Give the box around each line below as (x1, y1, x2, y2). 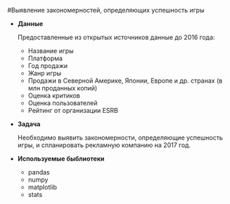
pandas (27, 168, 51, 176)
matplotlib (27, 183, 58, 191)
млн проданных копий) (27, 84, 98, 92)
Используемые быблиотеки (17, 154, 105, 163)
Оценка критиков (27, 91, 81, 100)
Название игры (27, 47, 74, 55)
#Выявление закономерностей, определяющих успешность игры (7, 6, 205, 14)
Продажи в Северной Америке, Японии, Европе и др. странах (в (27, 76, 223, 85)
